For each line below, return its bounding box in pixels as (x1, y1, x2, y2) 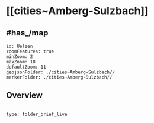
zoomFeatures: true (6, 48, 54, 54)
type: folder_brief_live (6, 111, 68, 117)
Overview (6, 90, 43, 101)
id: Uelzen (6, 43, 33, 49)
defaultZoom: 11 (6, 64, 46, 70)
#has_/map (6, 28, 49, 38)
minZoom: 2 (6, 54, 33, 60)
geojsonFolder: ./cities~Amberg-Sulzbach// (6, 69, 115, 75)
